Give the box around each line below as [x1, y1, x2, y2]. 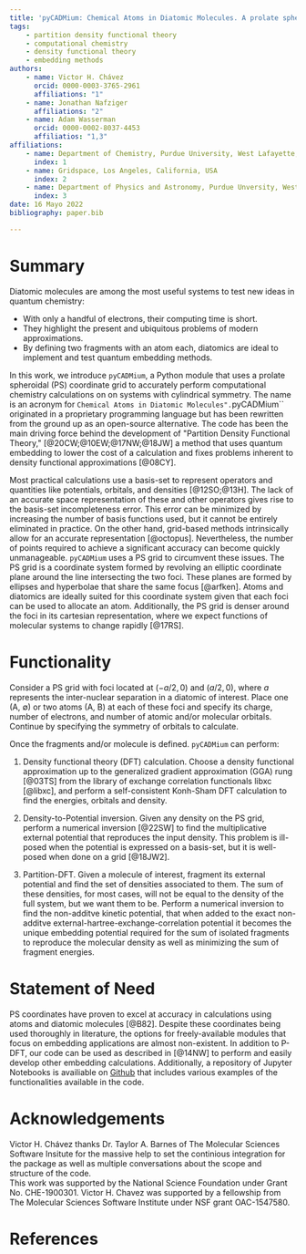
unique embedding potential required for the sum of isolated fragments [22, 927, 290, 938]
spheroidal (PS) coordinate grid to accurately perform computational [9, 379, 267, 390]
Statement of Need [9, 978, 156, 999]
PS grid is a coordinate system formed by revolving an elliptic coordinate [9, 562, 282, 573]
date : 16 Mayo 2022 [9, 200, 84, 210]
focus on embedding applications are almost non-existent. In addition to [9, 1037, 280, 1049]
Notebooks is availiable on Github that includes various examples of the [9, 1066, 278, 1077]
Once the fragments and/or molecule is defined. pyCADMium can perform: [9, 738, 280, 749]
